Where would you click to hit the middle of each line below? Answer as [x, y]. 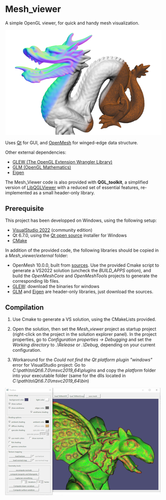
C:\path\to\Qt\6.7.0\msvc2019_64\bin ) [51, 381]
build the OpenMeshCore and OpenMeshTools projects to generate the [85, 276]
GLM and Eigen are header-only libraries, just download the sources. [83, 292]
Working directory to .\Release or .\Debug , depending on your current [84, 345]
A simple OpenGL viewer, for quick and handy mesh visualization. [72, 23]
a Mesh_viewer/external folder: [37, 256]
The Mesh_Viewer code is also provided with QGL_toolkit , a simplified [77, 182]
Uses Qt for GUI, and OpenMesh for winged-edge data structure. [72, 143]
